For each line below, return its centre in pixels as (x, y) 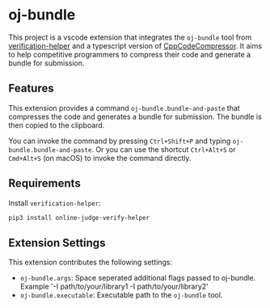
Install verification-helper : (55, 203)
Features (31, 89)
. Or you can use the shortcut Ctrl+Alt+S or (164, 149)
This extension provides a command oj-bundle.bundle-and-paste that (124, 108)
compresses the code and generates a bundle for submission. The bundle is (135, 116)
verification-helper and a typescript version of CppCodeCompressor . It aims (135, 45)
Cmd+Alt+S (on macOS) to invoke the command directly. (100, 158)
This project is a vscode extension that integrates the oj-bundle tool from (130, 37)
